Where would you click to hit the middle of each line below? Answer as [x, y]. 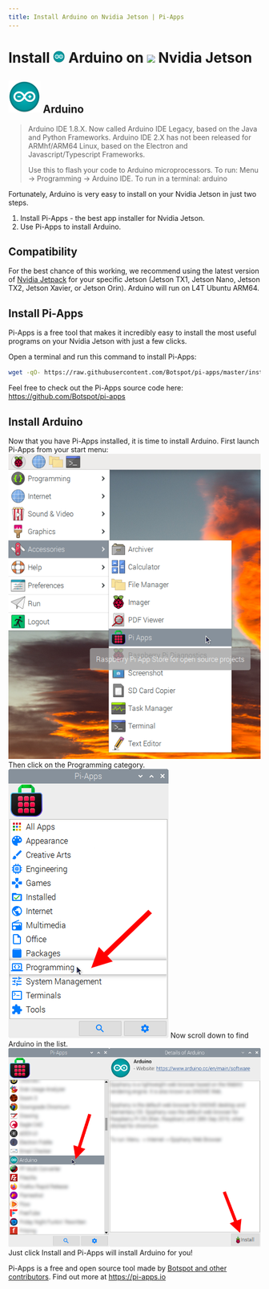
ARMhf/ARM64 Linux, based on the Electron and [108, 145]
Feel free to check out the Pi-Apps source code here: [96, 388]
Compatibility [43, 252]
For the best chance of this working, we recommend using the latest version [134, 271]
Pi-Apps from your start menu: [58, 449]
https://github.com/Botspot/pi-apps [67, 397]
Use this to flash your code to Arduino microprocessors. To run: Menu [143, 169]
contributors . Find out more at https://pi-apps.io [87, 1276]
